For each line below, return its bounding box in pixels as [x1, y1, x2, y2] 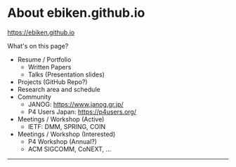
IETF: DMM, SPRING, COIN [27, 122, 106, 131]
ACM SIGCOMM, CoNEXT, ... [27, 145, 112, 153]
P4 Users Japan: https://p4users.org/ [27, 107, 137, 116]
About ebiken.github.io [7, 5, 145, 21]
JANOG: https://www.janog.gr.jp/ [27, 100, 124, 108]
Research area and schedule [17, 85, 100, 93]
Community [17, 93, 51, 101]
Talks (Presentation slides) [27, 70, 105, 79]
